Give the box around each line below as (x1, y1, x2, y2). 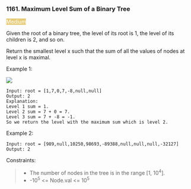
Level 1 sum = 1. (6, 103, 49, 110)
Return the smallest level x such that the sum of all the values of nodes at (6, 48, 185, 55)
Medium (6, 18, 27, 26)
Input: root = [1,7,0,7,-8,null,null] (6, 88, 102, 94)
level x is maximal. (6, 54, 51, 61)
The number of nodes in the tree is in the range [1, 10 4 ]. (29, 168, 165, 177)
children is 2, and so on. (6, 36, 65, 43)
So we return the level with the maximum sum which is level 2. (6, 119, 168, 125)
